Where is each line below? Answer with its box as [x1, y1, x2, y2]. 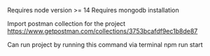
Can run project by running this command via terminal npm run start [7, 41, 203, 48]
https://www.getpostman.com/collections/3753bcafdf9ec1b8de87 [7, 27, 198, 35]
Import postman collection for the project [7, 20, 126, 27]
